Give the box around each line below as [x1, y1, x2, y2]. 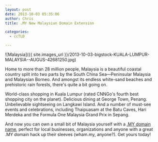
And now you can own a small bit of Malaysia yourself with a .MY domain [5, 121, 151, 127]
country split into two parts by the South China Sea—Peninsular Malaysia [5, 71, 151, 77]
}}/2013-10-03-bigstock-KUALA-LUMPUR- [64, 52, 150, 57]
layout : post [5, 7, 32, 12]
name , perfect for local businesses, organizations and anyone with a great [5, 126, 153, 132]
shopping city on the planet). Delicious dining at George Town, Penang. [5, 96, 147, 102]
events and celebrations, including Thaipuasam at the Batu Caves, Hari [5, 106, 146, 112]
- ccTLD [9, 34, 25, 39]
